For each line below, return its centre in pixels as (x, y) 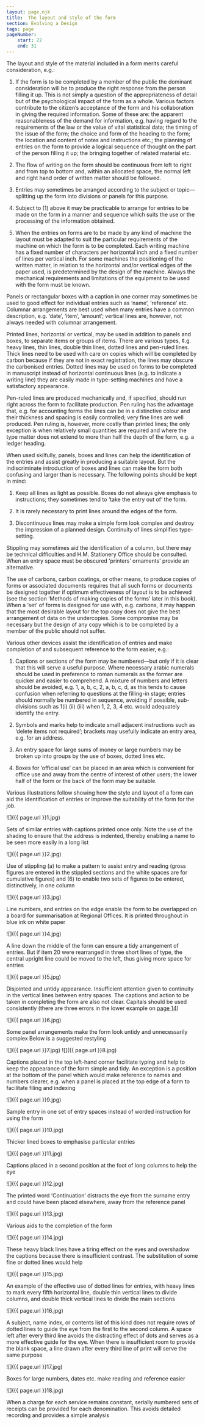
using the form (25, 1118)
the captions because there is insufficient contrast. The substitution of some (102, 1255)
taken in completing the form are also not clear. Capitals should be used (97, 1001)
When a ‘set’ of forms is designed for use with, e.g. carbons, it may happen (101, 605)
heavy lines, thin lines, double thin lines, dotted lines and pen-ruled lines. (98, 347)
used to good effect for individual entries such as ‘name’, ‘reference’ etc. (97, 303)
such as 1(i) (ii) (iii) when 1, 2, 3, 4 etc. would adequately (109, 706)
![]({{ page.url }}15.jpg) (35, 1274)
